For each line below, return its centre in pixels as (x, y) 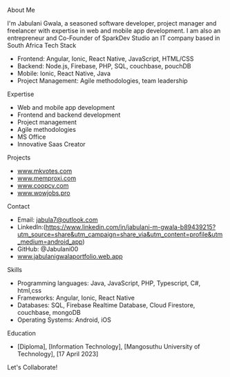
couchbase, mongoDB (49, 312)
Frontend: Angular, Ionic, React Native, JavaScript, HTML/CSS (106, 59)
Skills (15, 270)
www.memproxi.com (47, 178)
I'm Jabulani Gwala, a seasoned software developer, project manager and (112, 23)
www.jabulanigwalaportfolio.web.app (70, 256)
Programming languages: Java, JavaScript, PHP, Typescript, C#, (109, 283)
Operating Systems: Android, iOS (64, 320)
